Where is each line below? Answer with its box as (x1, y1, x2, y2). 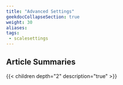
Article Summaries (6, 57, 76, 67)
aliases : (6, 24, 28, 31)
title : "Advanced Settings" (6, 8, 75, 15)
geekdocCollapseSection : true (6, 14, 80, 20)
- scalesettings (8, 36, 49, 41)
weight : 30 (6, 19, 33, 25)
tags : (6, 30, 19, 36)
